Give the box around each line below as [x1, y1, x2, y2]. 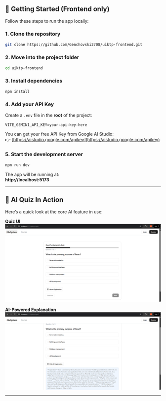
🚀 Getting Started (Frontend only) [5, 5, 110, 13]
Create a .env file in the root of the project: [5, 112, 92, 118]
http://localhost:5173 [5, 176, 49, 183]
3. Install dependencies [5, 78, 63, 84]
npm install [5, 89, 30, 94]
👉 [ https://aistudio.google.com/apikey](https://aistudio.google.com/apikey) [5, 136, 160, 142]
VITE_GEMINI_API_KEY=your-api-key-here [5, 122, 87, 127]
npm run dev [5, 162, 30, 167]
